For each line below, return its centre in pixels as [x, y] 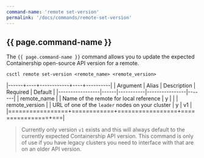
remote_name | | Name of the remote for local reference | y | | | [99, 98]
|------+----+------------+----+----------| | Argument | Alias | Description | [101, 86]
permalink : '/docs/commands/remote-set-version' [69, 18]
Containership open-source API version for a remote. [73, 63]
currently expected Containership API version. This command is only [107, 136]
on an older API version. [51, 149]
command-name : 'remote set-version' [53, 12]
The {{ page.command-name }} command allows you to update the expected [100, 57]
